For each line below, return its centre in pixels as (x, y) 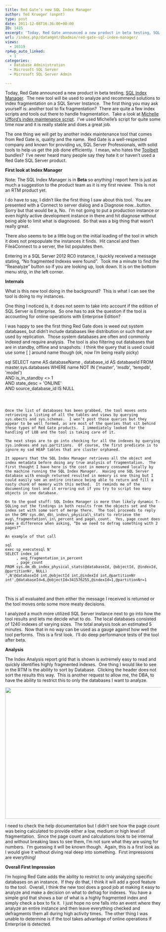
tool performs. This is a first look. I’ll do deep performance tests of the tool (82, 634)
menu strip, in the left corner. (35, 271)
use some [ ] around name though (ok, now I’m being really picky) (72, 352)
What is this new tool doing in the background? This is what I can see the (80, 291)
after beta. (16, 640)
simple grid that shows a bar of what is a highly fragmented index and (76, 898)
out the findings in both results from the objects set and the (88, 506)
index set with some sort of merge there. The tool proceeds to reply (80, 510)
